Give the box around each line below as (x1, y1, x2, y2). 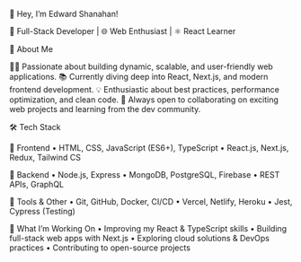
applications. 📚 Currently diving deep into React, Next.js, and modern (9, 72, 269, 82)
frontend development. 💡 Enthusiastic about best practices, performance (9, 84, 280, 94)
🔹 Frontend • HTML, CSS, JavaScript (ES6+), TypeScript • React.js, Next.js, (9, 143, 289, 153)
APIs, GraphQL (9, 179, 65, 189)
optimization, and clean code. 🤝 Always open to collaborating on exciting (9, 94, 279, 105)
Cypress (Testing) (9, 206, 76, 216)
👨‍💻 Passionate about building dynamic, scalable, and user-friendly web (9, 61, 274, 72)
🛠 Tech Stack (9, 122, 61, 132)
